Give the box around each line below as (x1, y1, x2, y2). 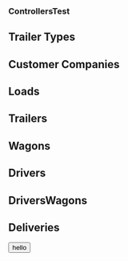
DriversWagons (8, 194, 88, 207)
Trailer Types (8, 30, 76, 44)
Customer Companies (8, 58, 120, 71)
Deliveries (8, 221, 60, 235)
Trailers (8, 112, 48, 126)
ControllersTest (8, 6, 70, 17)
